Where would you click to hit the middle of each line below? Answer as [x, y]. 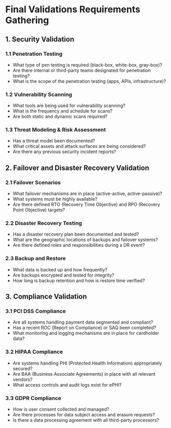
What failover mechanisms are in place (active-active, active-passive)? [87, 194]
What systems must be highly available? [55, 199]
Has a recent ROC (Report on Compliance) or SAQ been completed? [84, 328]
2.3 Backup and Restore [36, 259]
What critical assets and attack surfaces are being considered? [79, 146]
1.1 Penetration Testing [34, 54]
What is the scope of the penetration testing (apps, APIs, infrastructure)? [89, 81]
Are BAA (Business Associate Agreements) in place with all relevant [84, 374]
